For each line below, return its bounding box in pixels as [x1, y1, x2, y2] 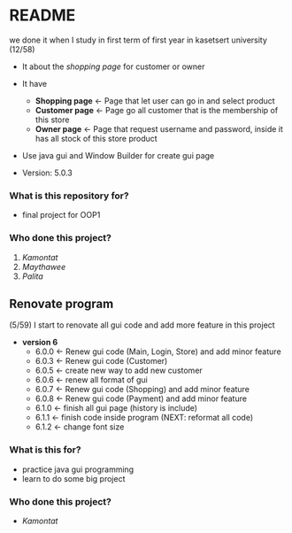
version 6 [21, 337, 58, 348]
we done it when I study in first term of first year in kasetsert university [9, 35, 268, 45]
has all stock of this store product [35, 133, 158, 143]
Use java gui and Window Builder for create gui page [21, 150, 215, 160]
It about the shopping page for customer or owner [21, 61, 205, 72]
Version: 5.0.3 [21, 167, 73, 178]
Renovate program [9, 296, 114, 311]
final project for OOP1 [21, 210, 101, 220]
